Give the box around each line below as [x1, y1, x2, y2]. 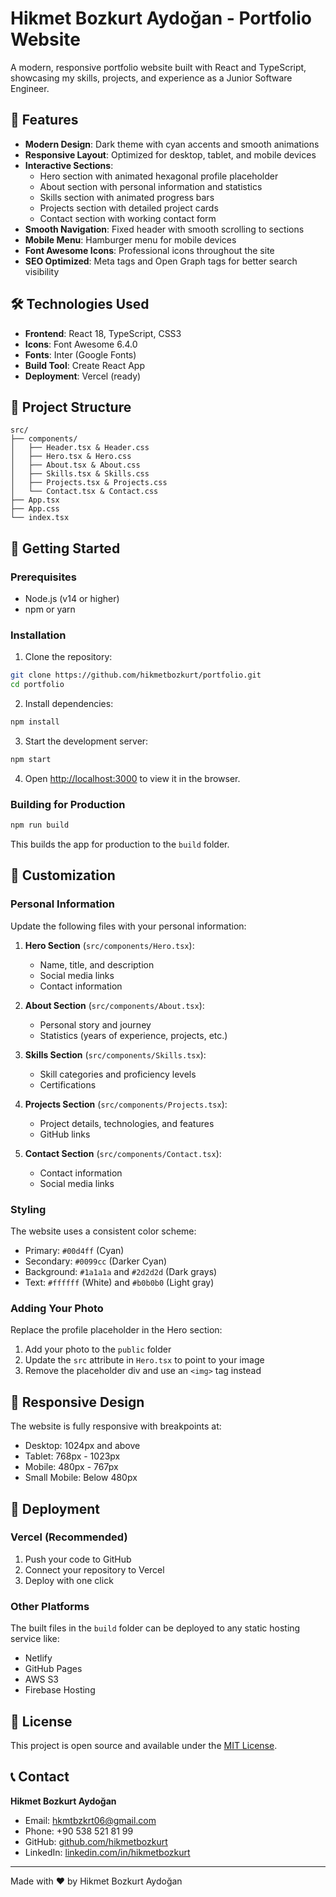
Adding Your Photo [10, 1301, 104, 1315]
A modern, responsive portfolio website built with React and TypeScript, [10, 61, 307, 73]
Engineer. [10, 82, 50, 94]
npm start [10, 754, 52, 764]
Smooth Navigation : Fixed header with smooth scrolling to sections [24, 223, 305, 235]
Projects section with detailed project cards [39, 202, 219, 214]
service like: [10, 1633, 60, 1645]
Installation [10, 628, 67, 642]
